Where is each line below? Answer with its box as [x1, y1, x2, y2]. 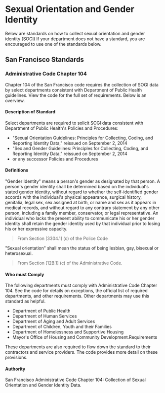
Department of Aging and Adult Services [12, 318, 95, 324]
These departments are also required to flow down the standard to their [5, 344, 151, 350]
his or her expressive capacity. [5, 226, 68, 232]
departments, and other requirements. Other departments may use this [5, 293, 150, 299]
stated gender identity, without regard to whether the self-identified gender [5, 189, 159, 195]
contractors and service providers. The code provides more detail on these [5, 349, 158, 355]
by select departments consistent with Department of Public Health [5, 87, 142, 93]
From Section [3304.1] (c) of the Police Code [17, 236, 108, 241]
